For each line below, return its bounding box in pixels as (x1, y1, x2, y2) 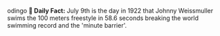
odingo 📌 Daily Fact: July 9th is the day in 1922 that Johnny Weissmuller (7, 7, 213, 15)
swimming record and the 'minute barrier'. (7, 21, 127, 29)
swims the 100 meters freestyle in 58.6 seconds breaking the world (7, 14, 199, 22)
